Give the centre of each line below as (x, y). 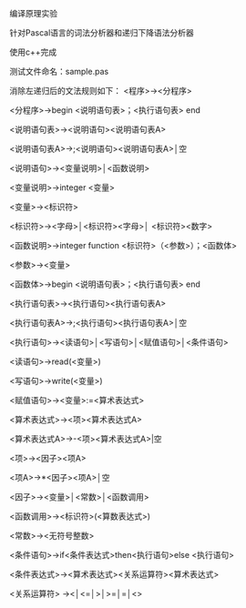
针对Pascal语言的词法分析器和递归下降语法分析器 (102, 33)
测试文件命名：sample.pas (59, 71)
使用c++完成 (33, 52)
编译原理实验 (33, 13)
